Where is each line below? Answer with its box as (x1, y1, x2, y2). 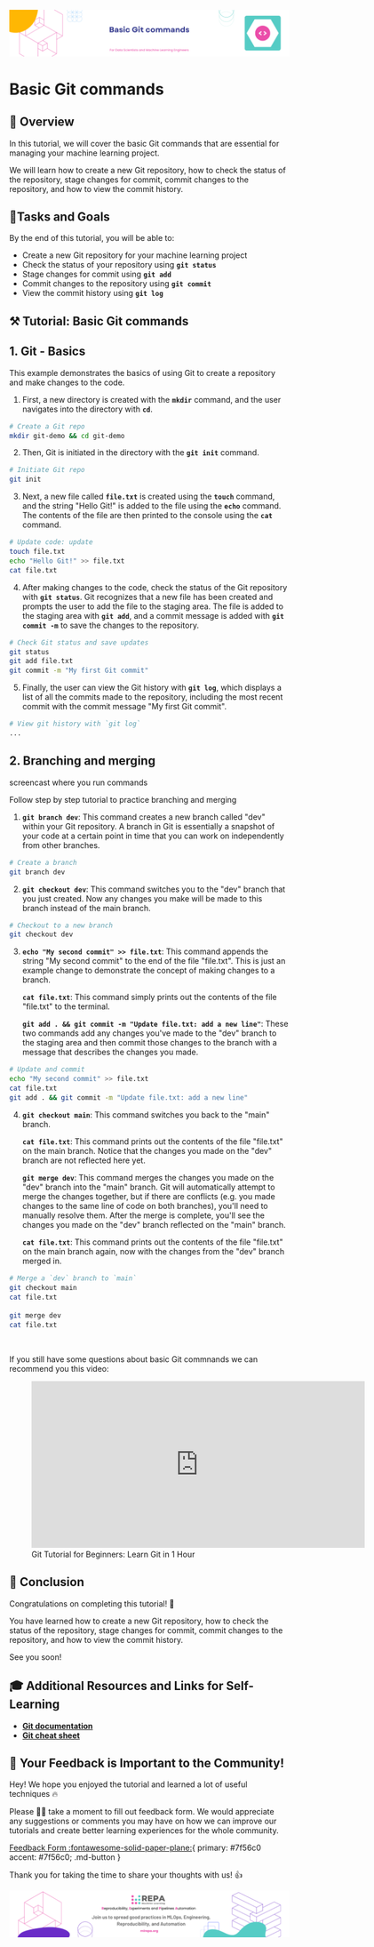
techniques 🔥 (9, 1789, 59, 1799)
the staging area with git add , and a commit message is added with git (21, 610, 284, 621)
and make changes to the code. (9, 377, 125, 388)
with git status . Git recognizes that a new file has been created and (21, 591, 274, 602)
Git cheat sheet (21, 1730, 80, 1741)
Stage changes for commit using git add (21, 268, 171, 280)
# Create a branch (9, 858, 77, 867)
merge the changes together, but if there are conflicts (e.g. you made (21, 1190, 275, 1201)
